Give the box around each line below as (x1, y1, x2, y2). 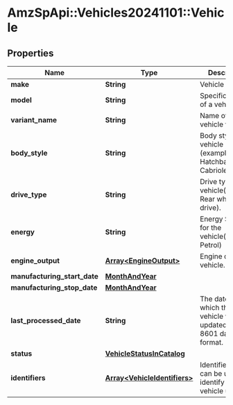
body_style (10, 148, 48, 158)
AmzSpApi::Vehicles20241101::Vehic (7, 5, 225, 21)
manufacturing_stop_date (10, 283, 98, 292)
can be (200, 369, 223, 378)
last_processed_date (10, 316, 81, 325)
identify (200, 377, 225, 387)
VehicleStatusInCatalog (105, 349, 185, 358)
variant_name (10, 115, 58, 124)
